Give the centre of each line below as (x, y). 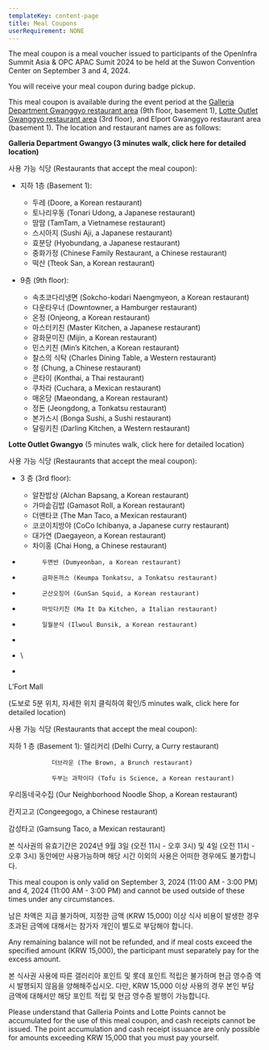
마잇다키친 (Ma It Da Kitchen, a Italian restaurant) (129, 609)
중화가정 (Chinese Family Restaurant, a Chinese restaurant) (129, 253)
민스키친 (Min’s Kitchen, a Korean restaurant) (106, 348)
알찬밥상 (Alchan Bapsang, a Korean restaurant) (110, 496)
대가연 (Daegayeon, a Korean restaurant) (99, 536)
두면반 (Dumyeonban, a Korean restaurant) (111, 562)
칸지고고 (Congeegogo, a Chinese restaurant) (83, 811)
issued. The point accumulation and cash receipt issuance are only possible (134, 1029)
